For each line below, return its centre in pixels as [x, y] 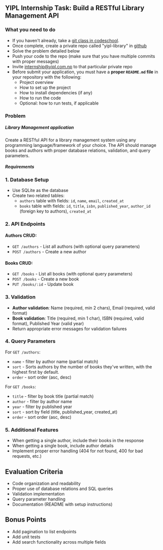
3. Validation [20, 297]
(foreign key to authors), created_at [55, 211]
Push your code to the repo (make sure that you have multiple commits [83, 56]
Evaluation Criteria [34, 472]
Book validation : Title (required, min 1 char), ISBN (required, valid [78, 318]
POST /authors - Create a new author [49, 252]
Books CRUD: [19, 263]
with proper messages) [35, 61]
